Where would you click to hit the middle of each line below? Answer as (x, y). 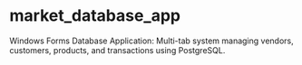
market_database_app (95, 16)
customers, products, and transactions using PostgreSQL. (117, 50)
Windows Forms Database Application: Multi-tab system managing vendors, (151, 41)
